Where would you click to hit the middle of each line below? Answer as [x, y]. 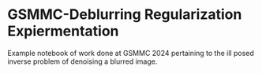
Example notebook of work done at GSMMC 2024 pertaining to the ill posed [131, 53]
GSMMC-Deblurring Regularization [125, 15]
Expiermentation [63, 31]
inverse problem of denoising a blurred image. [82, 61]
